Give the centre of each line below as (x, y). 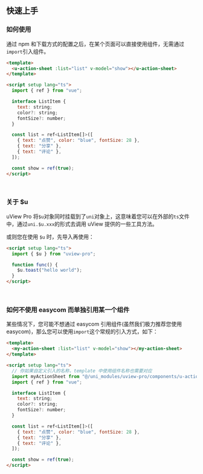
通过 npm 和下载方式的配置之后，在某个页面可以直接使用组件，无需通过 (95, 43)
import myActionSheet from (46, 376)
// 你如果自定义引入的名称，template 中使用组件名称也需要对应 (82, 371)
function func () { (35, 264)
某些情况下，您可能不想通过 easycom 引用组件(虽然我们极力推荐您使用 (94, 324)
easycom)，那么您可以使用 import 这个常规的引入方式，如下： (82, 331)
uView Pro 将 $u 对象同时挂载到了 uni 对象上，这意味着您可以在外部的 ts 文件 (98, 216)
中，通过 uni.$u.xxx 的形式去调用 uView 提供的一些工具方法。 (82, 224)
